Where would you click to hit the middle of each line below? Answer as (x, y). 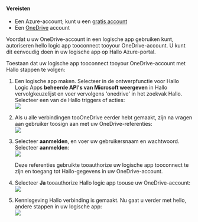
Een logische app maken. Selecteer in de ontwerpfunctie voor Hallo (97, 81)
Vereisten (18, 8)
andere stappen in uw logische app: (58, 207)
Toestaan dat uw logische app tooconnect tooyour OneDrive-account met (96, 64)
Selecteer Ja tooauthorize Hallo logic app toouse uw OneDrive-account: (103, 183)
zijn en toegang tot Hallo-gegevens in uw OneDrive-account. (89, 172)
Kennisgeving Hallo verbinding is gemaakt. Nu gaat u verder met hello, (100, 200)
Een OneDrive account (42, 28)
